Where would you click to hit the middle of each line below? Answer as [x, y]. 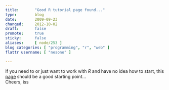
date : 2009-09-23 [31, 19]
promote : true [25, 33]
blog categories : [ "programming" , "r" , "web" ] [57, 48]
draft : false [26, 29]
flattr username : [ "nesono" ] [38, 52]
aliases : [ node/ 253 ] [34, 43]
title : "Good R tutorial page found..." [55, 10]
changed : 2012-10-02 [31, 24]
